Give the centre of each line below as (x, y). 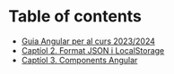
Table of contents (75, 16)
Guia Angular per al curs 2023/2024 (88, 41)
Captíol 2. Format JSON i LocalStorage (93, 50)
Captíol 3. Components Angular (79, 60)
